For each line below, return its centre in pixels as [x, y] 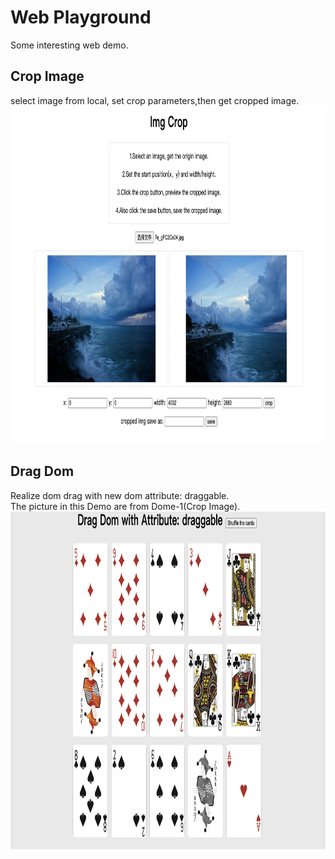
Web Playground [81, 17]
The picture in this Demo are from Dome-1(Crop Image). [125, 506]
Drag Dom [42, 471]
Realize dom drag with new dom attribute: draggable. [120, 495]
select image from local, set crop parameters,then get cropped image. [155, 100]
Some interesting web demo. [69, 45]
